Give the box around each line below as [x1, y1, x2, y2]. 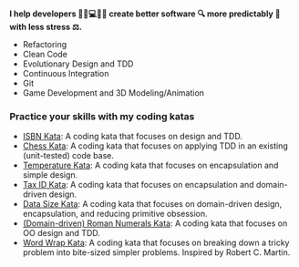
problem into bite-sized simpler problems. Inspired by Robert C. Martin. [22, 247, 291, 258]
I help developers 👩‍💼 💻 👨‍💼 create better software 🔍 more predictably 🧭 [9, 8, 281, 19]
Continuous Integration [22, 68, 109, 78]
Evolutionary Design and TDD [22, 58, 134, 69]
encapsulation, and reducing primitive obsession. [22, 209, 208, 220]
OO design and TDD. [22, 228, 100, 239]
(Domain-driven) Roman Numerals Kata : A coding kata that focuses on [22, 218, 288, 229]
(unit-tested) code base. [22, 150, 115, 161]
